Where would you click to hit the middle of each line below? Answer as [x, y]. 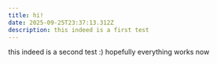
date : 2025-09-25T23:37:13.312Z [61, 23]
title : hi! [26, 15]
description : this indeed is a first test [79, 30]
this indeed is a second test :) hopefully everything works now [109, 52]
